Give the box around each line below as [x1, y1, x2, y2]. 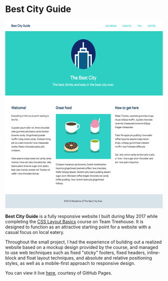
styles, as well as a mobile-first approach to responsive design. [5, 260, 135, 266]
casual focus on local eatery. [5, 229, 64, 235]
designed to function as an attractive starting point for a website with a [5, 224, 151, 230]
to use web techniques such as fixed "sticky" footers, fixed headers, [5, 249, 146, 255]
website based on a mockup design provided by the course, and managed [5, 244, 158, 250]
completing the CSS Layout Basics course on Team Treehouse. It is [5, 218, 143, 224]
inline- [147, 249, 160, 255]
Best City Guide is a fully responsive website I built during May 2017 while [5, 213, 158, 219]
